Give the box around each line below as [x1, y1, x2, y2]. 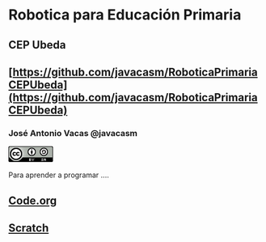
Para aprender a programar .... [8, 170, 109, 180]
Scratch [8, 221, 49, 236]
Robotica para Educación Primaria [8, 6, 242, 24]
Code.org [8, 193, 57, 207]
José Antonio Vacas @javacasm [8, 127, 138, 138]
